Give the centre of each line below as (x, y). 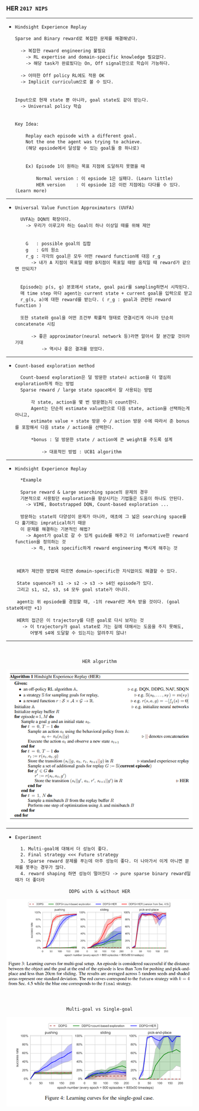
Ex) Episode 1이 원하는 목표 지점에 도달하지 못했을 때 (85, 167)
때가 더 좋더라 (30, 880)
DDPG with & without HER (99, 891)
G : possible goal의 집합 (58, 244)
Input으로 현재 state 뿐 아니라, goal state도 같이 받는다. (82, 100)
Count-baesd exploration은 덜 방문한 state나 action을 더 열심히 (96, 377)
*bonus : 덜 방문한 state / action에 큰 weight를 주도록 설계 (102, 440)
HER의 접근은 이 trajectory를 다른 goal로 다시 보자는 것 (80, 620)
